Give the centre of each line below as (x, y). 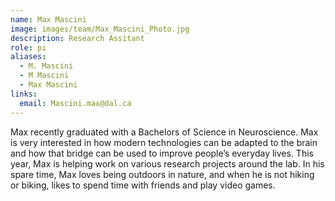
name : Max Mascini (48, 19)
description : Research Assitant (77, 38)
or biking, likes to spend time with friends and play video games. (143, 185)
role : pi (28, 47)
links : (24, 94)
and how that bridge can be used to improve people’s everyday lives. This (162, 153)
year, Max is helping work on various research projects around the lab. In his (167, 163)
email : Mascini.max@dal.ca (75, 103)
